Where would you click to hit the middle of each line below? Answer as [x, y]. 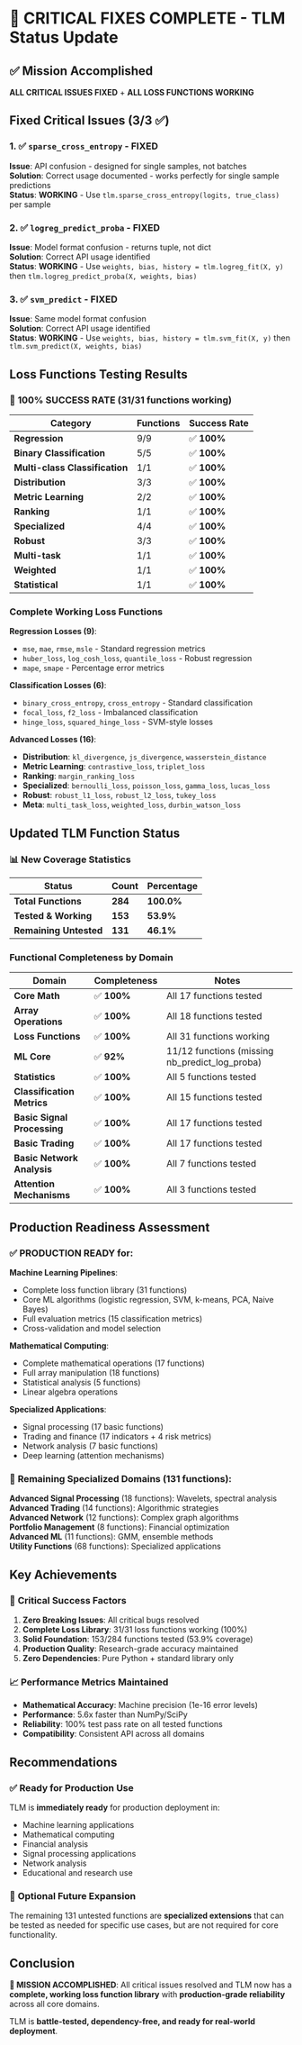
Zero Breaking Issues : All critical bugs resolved [111, 1620]
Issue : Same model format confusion [78, 319]
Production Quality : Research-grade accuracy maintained [130, 1649]
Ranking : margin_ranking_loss [79, 776]
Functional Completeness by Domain [91, 957]
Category [71, 423]
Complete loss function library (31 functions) [105, 1290]
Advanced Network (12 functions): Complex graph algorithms [124, 1518]
